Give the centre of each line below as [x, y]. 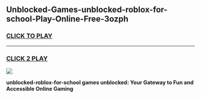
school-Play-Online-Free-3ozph [67, 19]
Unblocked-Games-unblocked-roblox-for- [87, 10]
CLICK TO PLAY [29, 36]
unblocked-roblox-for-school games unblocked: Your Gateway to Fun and [100, 82]
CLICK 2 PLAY [27, 58]
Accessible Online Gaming [40, 88]
